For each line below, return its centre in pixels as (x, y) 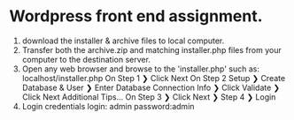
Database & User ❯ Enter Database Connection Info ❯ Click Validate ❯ (151, 87)
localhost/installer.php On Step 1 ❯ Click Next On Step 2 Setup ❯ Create (154, 78)
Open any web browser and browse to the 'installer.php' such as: (140, 69)
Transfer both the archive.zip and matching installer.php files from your (151, 49)
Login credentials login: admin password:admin (108, 106)
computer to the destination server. (86, 59)
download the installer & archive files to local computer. (123, 41)
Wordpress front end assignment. (136, 16)
